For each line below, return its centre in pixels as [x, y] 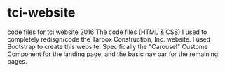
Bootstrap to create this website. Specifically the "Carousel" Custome [108, 46]
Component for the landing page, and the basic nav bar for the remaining [113, 54]
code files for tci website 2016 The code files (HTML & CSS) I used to [107, 32]
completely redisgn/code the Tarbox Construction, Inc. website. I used [109, 39]
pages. [17, 61]
